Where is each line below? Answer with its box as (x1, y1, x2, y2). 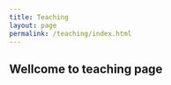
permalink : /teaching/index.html (9, 29, 132, 38)
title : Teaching (9, 12, 69, 22)
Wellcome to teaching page (9, 61, 163, 76)
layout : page (9, 21, 57, 30)
